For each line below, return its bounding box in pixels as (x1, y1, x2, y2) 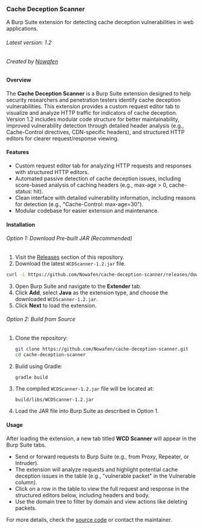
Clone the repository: (14, 334, 68, 342)
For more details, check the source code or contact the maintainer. (6, 516, 172, 523)
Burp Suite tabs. (6, 441, 47, 449)
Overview (6, 76, 31, 83)
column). (14, 478, 37, 485)
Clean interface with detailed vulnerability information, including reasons (14, 194, 196, 201)
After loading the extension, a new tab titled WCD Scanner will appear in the (6, 435, 196, 442)
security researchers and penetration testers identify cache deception (6, 96, 181, 103)
